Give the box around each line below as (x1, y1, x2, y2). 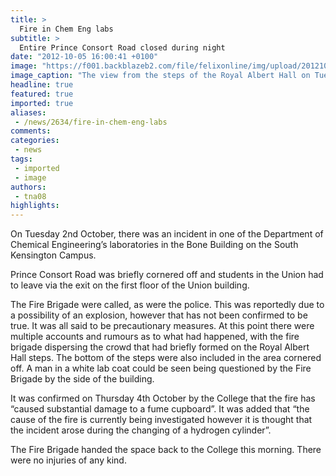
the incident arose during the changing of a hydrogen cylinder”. (10, 424, 272, 436)
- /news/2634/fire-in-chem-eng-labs (14, 117, 168, 127)
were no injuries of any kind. (10, 454, 127, 466)
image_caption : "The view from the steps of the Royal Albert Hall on (10, 71, 311, 81)
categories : (10, 136, 60, 146)
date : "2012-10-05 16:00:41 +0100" (10, 52, 159, 62)
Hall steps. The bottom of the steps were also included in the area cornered (10, 352, 322, 364)
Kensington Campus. (10, 249, 97, 261)
